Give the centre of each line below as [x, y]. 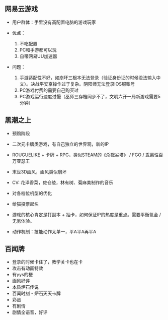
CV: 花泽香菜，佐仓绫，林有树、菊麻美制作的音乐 [63, 182]
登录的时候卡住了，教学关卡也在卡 [47, 262]
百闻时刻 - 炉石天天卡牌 [36, 293]
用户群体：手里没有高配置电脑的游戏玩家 [54, 22]
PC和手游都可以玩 [38, 50]
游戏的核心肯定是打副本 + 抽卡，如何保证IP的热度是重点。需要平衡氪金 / [87, 214]
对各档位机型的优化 [32, 193]
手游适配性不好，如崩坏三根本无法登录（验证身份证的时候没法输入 [88, 78]
